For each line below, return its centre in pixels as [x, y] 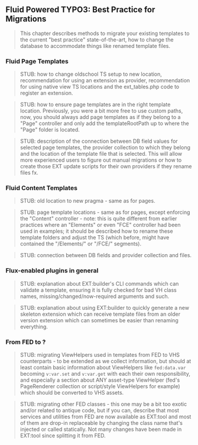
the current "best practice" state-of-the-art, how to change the [97, 39]
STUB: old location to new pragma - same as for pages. [87, 201]
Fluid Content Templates [42, 188]
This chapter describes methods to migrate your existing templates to [105, 33]
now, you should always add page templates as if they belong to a [100, 117]
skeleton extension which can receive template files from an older [100, 314]
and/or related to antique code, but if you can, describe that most [100, 410]
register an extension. [46, 93]
